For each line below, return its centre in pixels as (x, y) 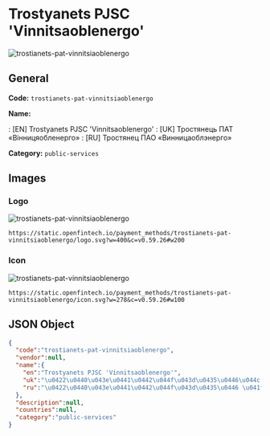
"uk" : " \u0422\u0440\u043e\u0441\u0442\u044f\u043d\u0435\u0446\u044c (142, 380)
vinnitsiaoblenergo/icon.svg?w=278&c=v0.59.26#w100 (96, 299)
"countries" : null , (47, 410)
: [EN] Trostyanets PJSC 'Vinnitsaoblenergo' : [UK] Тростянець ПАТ (121, 128)
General (29, 78)
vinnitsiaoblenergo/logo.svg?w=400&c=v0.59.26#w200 (96, 240)
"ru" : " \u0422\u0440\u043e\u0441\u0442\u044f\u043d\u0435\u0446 (131, 387)
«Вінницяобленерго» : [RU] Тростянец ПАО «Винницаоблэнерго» (120, 137)
